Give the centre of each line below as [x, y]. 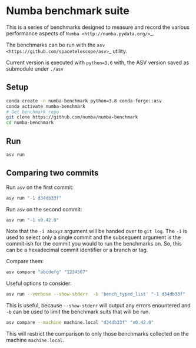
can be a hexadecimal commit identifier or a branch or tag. [77, 250]
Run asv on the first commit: [40, 187]
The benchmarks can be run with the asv [56, 45]
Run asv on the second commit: [44, 209]
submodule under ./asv [35, 68]
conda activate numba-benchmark [46, 106]
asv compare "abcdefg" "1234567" [47, 272]
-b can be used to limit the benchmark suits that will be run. [78, 312]
